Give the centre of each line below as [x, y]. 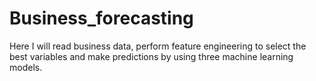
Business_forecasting [101, 18]
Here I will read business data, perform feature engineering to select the [158, 46]
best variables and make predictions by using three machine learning [151, 56]
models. [26, 67]
